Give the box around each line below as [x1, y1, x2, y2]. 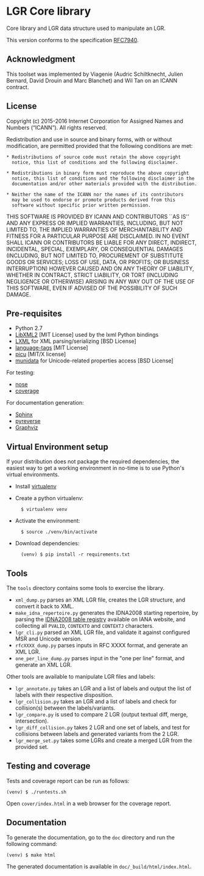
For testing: [6, 369, 35, 377]
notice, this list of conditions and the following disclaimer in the [12, 175, 195, 182]
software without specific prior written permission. [12, 202, 151, 208]
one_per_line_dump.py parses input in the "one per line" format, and [15, 655, 185, 661]
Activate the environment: [15, 517, 80, 524]
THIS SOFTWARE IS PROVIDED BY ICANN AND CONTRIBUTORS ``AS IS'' [6, 213, 190, 220]
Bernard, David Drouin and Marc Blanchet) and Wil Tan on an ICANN [6, 76, 178, 84]
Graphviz [15, 424, 38, 432]
